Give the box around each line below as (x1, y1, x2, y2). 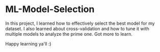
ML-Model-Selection (5, 4, 95, 15)
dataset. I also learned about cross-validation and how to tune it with (5, 25, 149, 31)
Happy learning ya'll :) (5, 40, 52, 46)
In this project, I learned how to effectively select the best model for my (5, 20, 155, 26)
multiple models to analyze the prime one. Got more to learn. (5, 31, 132, 37)
